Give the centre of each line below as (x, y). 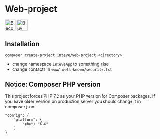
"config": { (17, 115)
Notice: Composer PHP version (53, 85)
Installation (22, 44)
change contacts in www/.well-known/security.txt (62, 69)
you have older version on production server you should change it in (73, 101)
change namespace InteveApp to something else (60, 64)
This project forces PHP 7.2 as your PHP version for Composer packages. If (80, 96)
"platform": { (28, 120)
